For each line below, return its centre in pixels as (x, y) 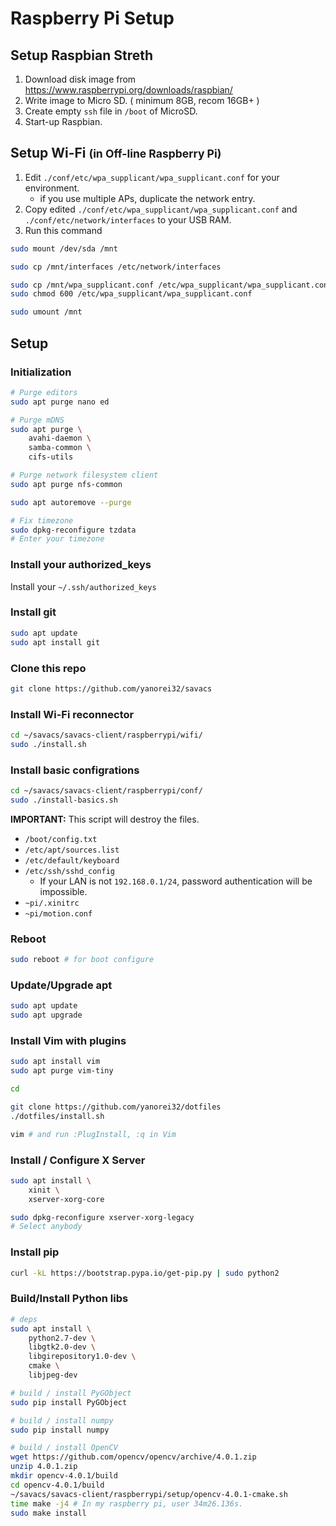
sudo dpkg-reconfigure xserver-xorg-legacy (102, 1217)
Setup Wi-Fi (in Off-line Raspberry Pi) (116, 153)
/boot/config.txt (61, 839)
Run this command (63, 230)
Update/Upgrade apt (61, 985)
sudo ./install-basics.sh (64, 800)
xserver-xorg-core (66, 1199)
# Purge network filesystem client (84, 475)
